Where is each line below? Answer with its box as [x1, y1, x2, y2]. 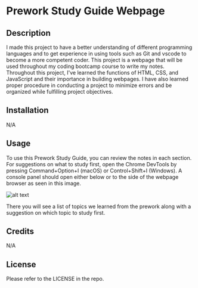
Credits [6, 227, 35, 237]
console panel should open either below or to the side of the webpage [6, 173, 179, 180]
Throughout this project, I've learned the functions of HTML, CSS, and [6, 69, 179, 76]
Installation [6, 106, 49, 116]
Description [6, 28, 51, 38]
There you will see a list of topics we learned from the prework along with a [6, 203, 191, 210]
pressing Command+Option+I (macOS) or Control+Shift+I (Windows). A [6, 167, 182, 174]
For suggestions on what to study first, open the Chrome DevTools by [6, 160, 177, 168]
